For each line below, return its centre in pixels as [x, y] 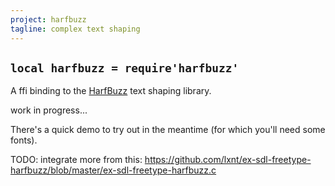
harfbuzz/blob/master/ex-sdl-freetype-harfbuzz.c [113, 170]
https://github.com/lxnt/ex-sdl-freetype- [228, 160]
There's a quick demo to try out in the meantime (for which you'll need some [168, 130]
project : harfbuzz [48, 19]
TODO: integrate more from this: [76, 160]
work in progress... [49, 110]
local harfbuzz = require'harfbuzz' [125, 68]
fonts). [24, 140]
